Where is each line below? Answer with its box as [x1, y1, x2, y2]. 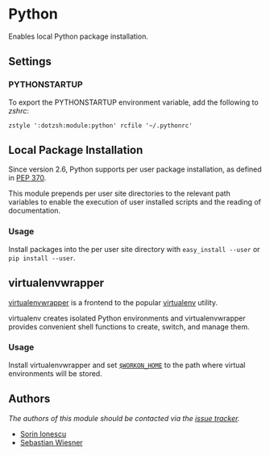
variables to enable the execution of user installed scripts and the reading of [8, 197, 262, 207]
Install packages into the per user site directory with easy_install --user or [8, 244, 260, 254]
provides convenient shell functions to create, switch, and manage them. [8, 321, 250, 331]
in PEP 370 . [8, 173, 47, 183]
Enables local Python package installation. [8, 31, 149, 41]
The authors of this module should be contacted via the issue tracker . [8, 413, 240, 423]
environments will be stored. [8, 368, 102, 378]
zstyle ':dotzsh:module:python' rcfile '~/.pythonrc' [8, 122, 193, 130]
